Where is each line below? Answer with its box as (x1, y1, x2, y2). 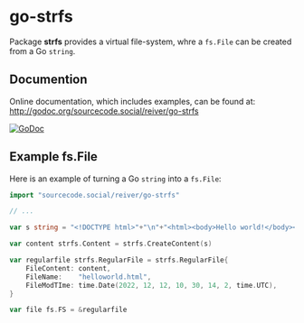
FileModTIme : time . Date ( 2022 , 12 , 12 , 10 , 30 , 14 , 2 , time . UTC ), (25, 281, 278, 290)
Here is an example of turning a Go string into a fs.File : (9, 173, 222, 184)
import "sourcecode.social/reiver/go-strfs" (9, 190, 180, 199)
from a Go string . (9, 45, 76, 56)
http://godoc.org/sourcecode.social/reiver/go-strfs (9, 106, 199, 116)
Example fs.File (9, 149, 98, 164)
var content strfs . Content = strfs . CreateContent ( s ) (9, 239, 213, 249)
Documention (9, 72, 88, 88)
